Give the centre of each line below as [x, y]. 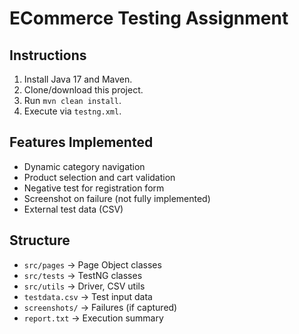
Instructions [48, 55]
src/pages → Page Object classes [92, 264]
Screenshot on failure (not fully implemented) [117, 198]
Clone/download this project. [83, 90]
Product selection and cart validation [99, 177]
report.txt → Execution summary [93, 318]
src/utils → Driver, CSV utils [84, 286]
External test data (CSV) [73, 209]
